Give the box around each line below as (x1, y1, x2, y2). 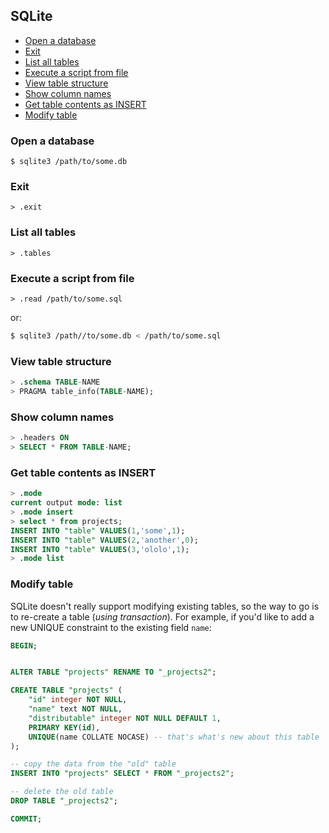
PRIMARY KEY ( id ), (28, 722, 101, 733)
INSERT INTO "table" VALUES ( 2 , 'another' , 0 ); (10, 535, 199, 545)
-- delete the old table (10, 787, 114, 797)
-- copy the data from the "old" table (10, 759, 177, 769)
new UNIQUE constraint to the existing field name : (10, 621, 212, 633)
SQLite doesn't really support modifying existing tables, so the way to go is (10, 600, 320, 612)
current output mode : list (10, 498, 123, 508)
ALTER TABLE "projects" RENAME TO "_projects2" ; (10, 667, 217, 678)
